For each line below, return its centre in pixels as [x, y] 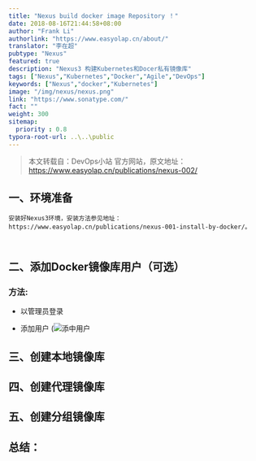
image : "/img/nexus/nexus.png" [61, 91]
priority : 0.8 [41, 129]
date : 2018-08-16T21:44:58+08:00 [65, 24]
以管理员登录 [41, 311]
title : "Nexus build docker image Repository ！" [93, 16]
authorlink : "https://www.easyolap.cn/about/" [89, 39]
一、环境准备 [41, 198]
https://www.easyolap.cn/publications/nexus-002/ [113, 170]
